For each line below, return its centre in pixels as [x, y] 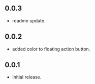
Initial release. [27, 77]
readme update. [29, 20]
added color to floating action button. [51, 49]
